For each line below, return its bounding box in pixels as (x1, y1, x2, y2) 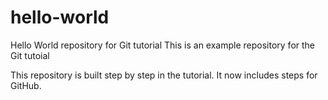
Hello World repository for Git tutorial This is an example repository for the (10, 39, 316, 51)
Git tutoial (10, 49, 50, 61)
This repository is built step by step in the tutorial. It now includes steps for (10, 69, 318, 81)
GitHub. (10, 79, 42, 91)
